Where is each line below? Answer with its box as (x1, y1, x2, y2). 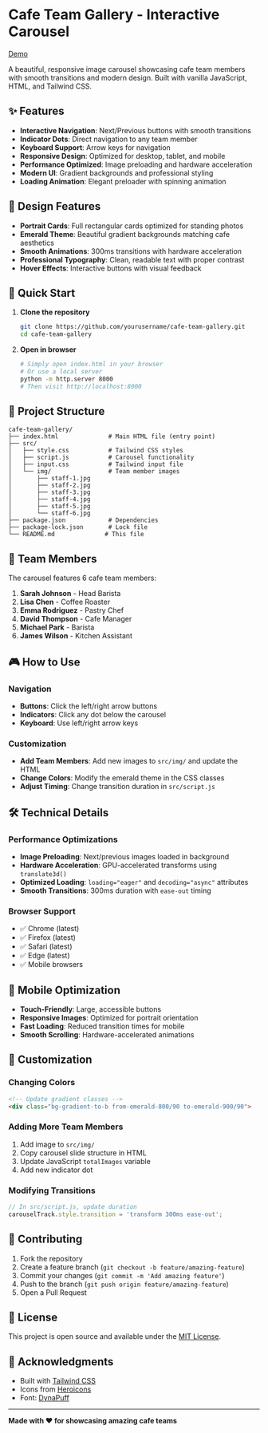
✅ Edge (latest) (19, 951, 70, 961)
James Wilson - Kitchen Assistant (19, 631, 133, 641)
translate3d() (19, 870, 67, 878)
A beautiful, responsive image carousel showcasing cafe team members (8, 64, 246, 73)
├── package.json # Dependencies (8, 516, 159, 524)
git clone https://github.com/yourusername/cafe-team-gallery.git (19, 323, 246, 331)
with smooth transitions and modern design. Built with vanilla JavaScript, (8, 73, 247, 82)
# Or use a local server (19, 368, 103, 376)
